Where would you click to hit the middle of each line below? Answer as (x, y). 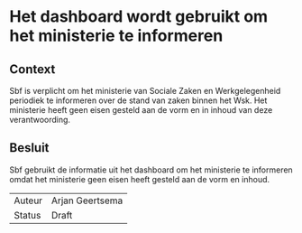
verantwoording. (40, 120)
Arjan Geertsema (87, 200)
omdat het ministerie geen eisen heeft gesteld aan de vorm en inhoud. (140, 179)
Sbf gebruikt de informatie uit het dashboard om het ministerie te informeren (151, 170)
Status (27, 215)
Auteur (28, 200)
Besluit (29, 148)
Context (32, 69)
